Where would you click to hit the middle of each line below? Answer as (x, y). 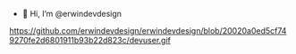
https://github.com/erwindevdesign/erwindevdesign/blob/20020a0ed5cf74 (148, 31)
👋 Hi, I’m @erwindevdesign (72, 14)
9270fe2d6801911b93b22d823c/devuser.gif (90, 40)
